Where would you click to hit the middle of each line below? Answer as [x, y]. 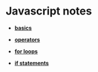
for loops [26, 51]
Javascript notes [49, 11]
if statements [31, 63]
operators [27, 39]
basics [23, 28]
